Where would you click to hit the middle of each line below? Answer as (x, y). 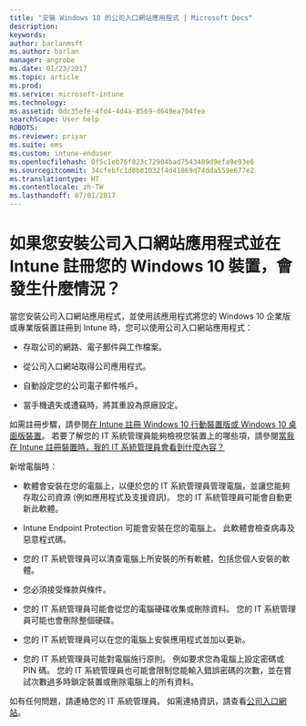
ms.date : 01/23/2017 (49, 69)
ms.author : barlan (44, 52)
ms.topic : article (44, 77)
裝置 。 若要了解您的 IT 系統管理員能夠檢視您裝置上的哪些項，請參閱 (152, 435)
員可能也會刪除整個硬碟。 (71, 619)
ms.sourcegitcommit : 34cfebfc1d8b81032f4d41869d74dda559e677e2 (132, 170)
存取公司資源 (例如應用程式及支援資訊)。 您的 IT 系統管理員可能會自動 (153, 496)
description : (34, 26)
